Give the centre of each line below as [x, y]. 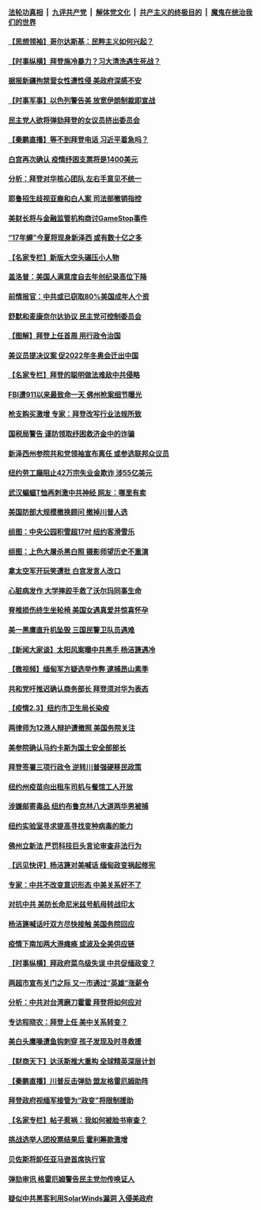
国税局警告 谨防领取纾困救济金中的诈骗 [72, 434]
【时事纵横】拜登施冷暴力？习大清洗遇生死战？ [84, 61]
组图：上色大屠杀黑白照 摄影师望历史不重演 [78, 552]
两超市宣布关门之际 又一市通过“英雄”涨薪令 [79, 983]
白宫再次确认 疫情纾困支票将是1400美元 [73, 159]
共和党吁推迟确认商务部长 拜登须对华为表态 [78, 689]
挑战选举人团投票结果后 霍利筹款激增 [68, 1139]
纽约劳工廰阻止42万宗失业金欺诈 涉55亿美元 [80, 473]
